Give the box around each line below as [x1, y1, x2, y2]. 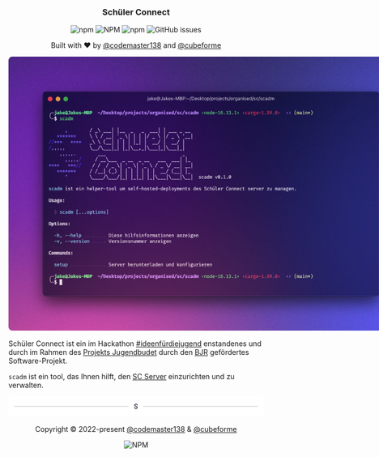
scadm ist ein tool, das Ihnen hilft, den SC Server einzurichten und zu [8, 371, 235, 381]
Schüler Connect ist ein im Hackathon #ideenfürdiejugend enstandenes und [8, 339, 262, 348]
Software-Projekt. [8, 356, 68, 365]
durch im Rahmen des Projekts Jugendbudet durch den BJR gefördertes [8, 347, 249, 357]
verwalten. [8, 380, 44, 390]
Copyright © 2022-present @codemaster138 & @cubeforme [35, 424, 237, 434]
